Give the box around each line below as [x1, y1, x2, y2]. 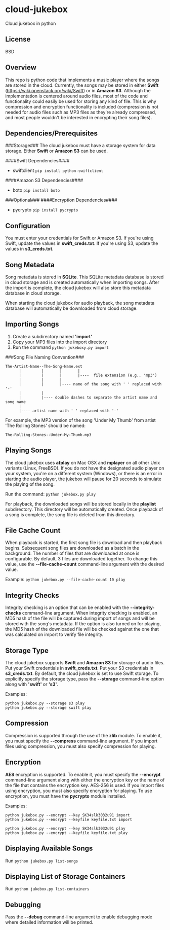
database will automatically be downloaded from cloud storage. [5, 305, 138, 311]
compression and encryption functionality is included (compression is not [5, 103, 158, 110]
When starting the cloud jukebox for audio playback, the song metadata [5, 300, 155, 306]
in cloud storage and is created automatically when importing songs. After [5, 279, 159, 285]
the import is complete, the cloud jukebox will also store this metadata [5, 285, 151, 291]
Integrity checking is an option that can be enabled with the [5, 604, 130, 611]
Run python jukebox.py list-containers [5, 886, 90, 892]
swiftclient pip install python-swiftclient [12, 167, 104, 173]
